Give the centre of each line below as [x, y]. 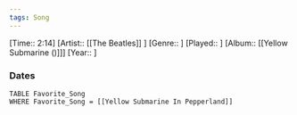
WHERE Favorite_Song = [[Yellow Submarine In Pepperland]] [121, 102]
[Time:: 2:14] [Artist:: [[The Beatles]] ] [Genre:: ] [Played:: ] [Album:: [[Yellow [148, 43]
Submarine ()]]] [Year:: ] [53, 52]
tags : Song [29, 17]
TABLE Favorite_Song [48, 94]
